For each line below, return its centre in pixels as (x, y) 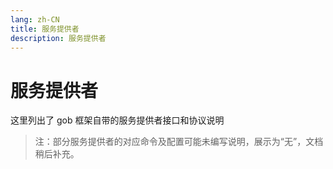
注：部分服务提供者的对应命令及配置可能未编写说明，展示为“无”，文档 (179, 142)
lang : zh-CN (35, 19)
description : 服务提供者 (58, 38)
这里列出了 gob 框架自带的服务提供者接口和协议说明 (117, 120)
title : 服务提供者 (45, 29)
